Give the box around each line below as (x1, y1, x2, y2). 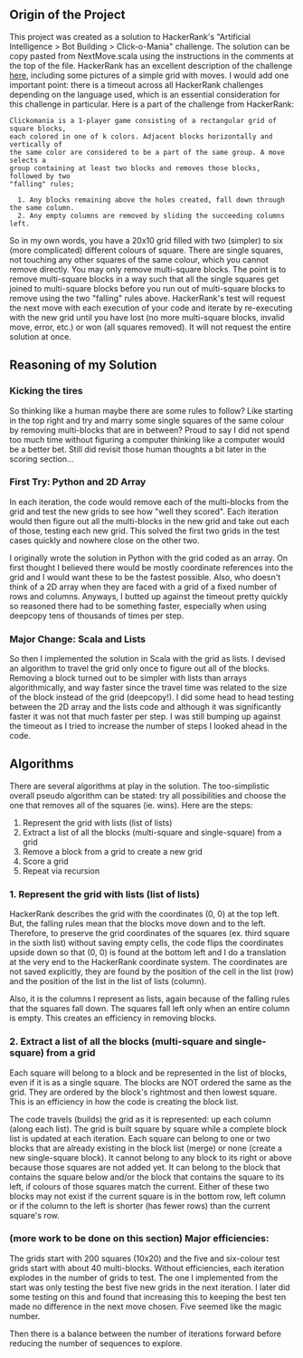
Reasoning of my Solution (9, 358, 157, 373)
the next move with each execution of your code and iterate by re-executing (9, 302, 293, 313)
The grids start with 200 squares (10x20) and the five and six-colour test (9, 1253, 280, 1264)
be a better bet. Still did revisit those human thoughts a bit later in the (9, 444, 267, 454)
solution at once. (9, 330, 72, 342)
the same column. (9, 203, 75, 212)
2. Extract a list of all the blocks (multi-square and (9, 1036, 233, 1048)
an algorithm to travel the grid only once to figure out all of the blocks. (9, 663, 270, 674)
